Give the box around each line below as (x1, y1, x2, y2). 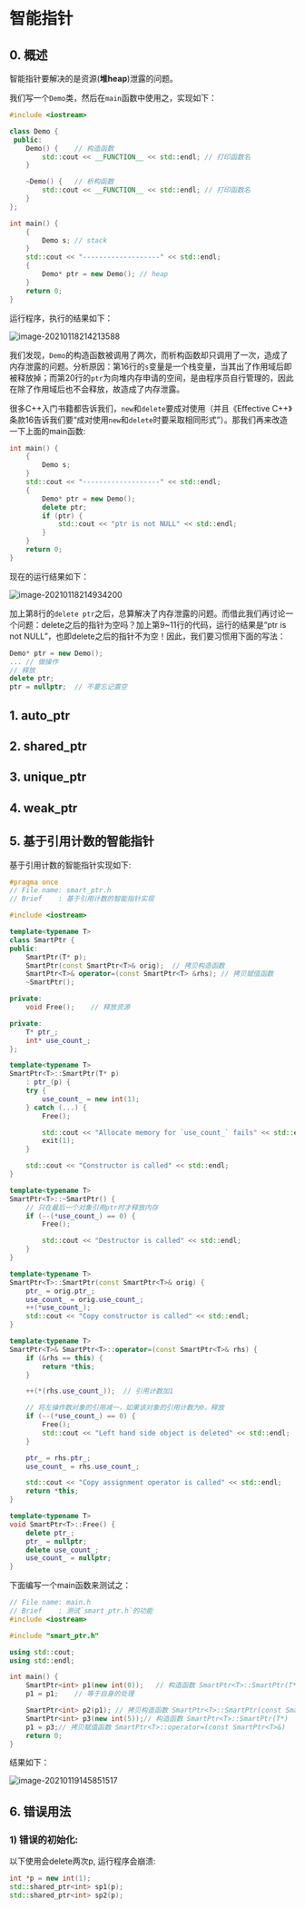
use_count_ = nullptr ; (25, 1554, 112, 1563)
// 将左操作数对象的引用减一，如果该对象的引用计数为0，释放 (25, 1403, 225, 1413)
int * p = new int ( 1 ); (9, 1874, 92, 1884)
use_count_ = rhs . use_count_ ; (25, 1462, 141, 1471)
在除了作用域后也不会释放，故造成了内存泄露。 (9, 383, 184, 394)
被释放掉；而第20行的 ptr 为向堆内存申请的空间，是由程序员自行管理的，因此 (9, 372, 294, 383)
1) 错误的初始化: (9, 1833, 79, 1845)
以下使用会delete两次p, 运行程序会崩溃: (9, 1855, 156, 1867)
